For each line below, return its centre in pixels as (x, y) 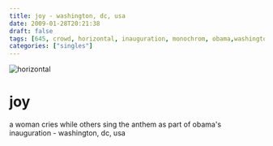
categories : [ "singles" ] (51, 46)
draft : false (31, 31)
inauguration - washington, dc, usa (68, 133)
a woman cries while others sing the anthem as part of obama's (115, 125)
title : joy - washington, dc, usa (68, 16)
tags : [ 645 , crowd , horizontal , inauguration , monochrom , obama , (122, 39)
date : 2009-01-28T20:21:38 (55, 24)
